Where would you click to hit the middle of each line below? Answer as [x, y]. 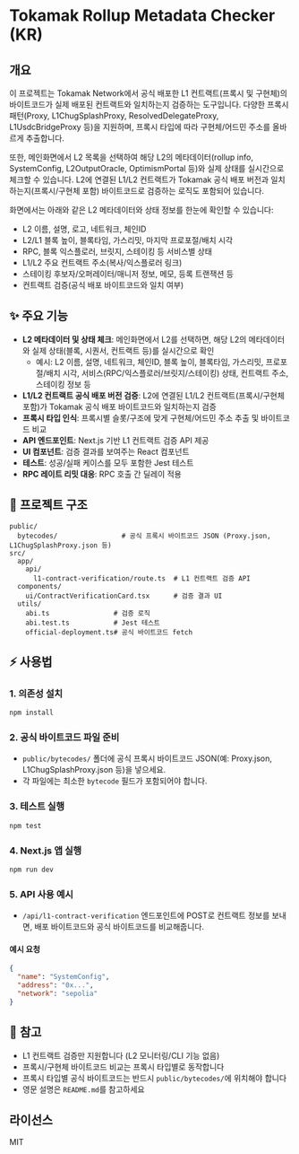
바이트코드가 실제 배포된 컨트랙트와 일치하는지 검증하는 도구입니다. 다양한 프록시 [149, 105]
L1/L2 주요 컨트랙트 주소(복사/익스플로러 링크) [102, 262]
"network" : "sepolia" [58, 993]
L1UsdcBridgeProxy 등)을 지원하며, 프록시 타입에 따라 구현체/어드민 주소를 [140, 127]
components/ [40, 586]
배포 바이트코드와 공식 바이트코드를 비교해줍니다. [119, 927]
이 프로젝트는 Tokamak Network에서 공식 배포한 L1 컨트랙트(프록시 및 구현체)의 [149, 93]
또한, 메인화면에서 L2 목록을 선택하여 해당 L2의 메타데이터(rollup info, [131, 157]
